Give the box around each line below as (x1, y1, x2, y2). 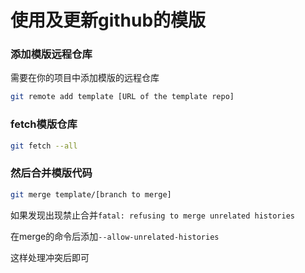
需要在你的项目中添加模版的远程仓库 (10, 72, 160, 84)
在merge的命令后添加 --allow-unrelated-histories (10, 230, 220, 242)
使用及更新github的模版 (10, 9, 207, 32)
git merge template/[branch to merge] (10, 189, 172, 200)
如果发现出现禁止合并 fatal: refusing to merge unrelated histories (10, 209, 295, 221)
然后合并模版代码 (10, 166, 93, 180)
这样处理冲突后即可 (10, 251, 90, 263)
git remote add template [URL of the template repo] (10, 92, 235, 102)
